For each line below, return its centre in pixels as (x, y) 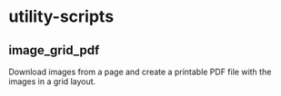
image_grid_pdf (54, 50)
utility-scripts (61, 17)
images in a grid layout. (52, 82)
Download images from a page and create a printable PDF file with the (140, 72)
